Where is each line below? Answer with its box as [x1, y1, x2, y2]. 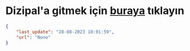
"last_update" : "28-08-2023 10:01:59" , [16, 29, 115, 35]
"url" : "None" [16, 34, 51, 40]
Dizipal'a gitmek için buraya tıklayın [5, 4, 185, 18]
